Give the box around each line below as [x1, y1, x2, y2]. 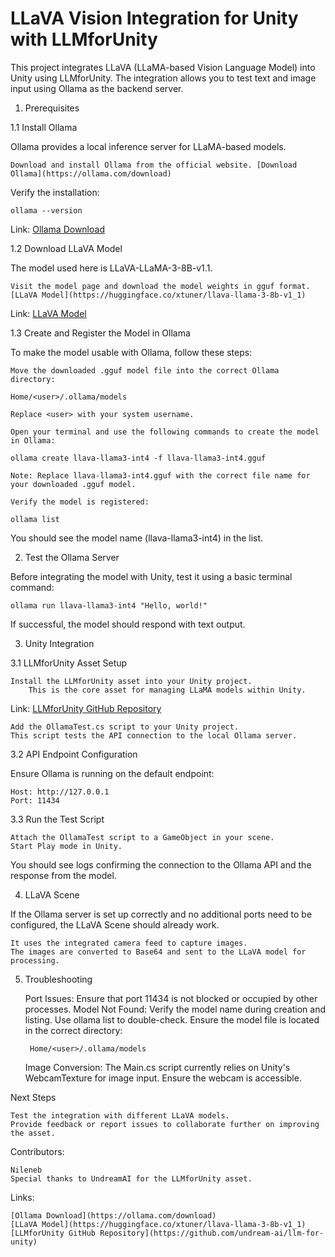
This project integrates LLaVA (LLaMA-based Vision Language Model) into [10, 61, 316, 73]
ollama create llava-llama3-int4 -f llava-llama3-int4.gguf [10, 453, 267, 463]
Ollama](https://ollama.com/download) [10, 168, 172, 179]
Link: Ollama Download [10, 223, 105, 235]
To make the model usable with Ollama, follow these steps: [10, 346, 253, 358]
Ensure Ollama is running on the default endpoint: [10, 767, 215, 779]
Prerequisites [24, 102, 80, 114]
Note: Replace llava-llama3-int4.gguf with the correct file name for [10, 470, 311, 481]
